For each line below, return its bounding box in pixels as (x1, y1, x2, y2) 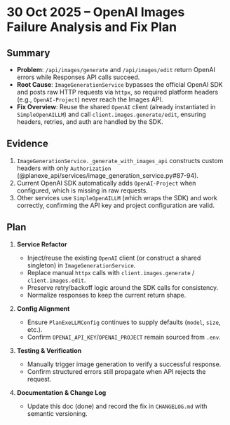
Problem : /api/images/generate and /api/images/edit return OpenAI (16, 66, 215, 74)
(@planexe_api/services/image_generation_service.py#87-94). (16, 171, 199, 179)
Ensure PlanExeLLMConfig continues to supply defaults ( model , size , (27, 318, 221, 326)
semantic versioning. (27, 409, 88, 417)
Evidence (6, 138, 48, 150)
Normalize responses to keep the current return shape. (27, 291, 187, 299)
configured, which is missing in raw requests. (16, 186, 148, 195)
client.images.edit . (27, 276, 86, 284)
